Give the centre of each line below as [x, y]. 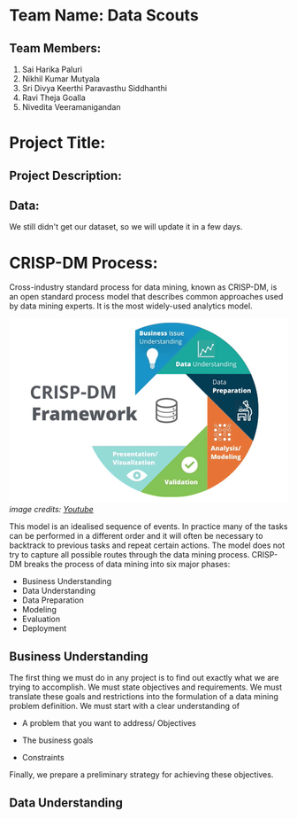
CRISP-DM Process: [84, 263]
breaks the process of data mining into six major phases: [127, 565]
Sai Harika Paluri [52, 69]
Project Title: [57, 143]
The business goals [57, 740]
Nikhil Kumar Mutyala [61, 79]
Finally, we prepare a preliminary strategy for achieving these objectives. [141, 775]
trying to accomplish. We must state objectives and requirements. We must [146, 687]
